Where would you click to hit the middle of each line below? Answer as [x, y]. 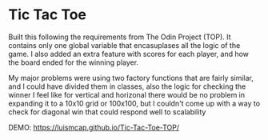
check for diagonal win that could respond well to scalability [107, 112]
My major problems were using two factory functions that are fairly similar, [131, 78]
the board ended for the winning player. [73, 62]
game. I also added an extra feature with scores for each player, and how [129, 54]
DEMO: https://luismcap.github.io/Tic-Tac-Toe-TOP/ [94, 127]
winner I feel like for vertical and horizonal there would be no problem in [127, 94]
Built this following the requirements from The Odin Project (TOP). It [120, 37]
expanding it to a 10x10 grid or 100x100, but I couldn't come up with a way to [134, 103]
